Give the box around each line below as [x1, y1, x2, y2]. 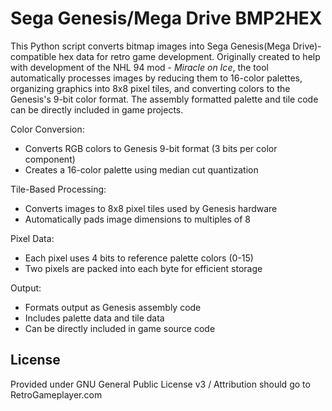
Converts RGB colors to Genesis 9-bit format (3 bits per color [24, 142, 278, 154]
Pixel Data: [10, 232, 55, 244]
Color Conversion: [10, 123, 85, 135]
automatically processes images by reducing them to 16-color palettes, [10, 72, 303, 84]
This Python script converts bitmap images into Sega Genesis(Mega [10, 40, 291, 52]
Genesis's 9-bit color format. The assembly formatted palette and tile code [10, 93, 319, 105]
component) [24, 153, 76, 165]
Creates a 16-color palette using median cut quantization [24, 163, 259, 176]
